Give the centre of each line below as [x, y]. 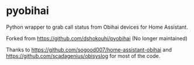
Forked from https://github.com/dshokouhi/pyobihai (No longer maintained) [97, 38]
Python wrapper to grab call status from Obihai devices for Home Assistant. [97, 27]
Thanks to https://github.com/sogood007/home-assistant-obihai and [89, 49]
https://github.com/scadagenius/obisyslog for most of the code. [83, 56]
